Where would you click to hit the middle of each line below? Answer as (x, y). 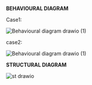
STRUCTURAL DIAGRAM (36, 65)
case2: (14, 42)
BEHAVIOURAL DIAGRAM (37, 8)
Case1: (14, 20)
